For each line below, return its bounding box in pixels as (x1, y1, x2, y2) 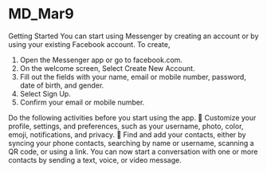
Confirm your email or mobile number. (19, 97, 145, 107)
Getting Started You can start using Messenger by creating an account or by (8, 31, 259, 41)
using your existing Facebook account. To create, (8, 39, 171, 49)
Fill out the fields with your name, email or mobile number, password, (19, 72, 247, 81)
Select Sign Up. (19, 88, 72, 98)
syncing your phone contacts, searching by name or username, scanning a (8, 138, 254, 147)
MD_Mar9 (8, 5, 74, 23)
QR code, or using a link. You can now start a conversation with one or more (8, 147, 258, 156)
